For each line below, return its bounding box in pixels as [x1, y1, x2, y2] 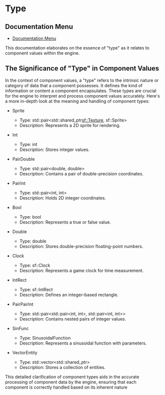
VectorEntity [12, 349, 38, 355]
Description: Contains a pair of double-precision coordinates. [19, 171, 144, 176]
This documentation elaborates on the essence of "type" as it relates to [5, 45, 150, 50]
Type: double [19, 238, 47, 244]
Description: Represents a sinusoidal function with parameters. [19, 340, 147, 346]
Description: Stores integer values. [19, 147, 90, 152]
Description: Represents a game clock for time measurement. [19, 268, 144, 273]
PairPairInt [12, 301, 33, 307]
